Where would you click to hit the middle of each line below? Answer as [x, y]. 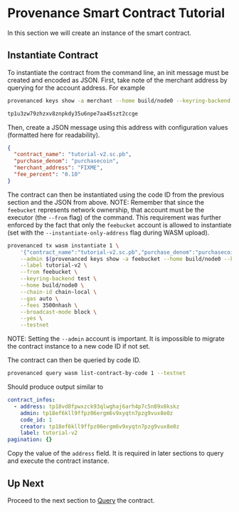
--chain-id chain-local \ [59, 292]
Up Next [26, 483]
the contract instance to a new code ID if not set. [79, 347]
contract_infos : [31, 400]
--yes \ [31, 319]
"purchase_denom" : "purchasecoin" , [67, 161]
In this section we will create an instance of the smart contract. [100, 33]
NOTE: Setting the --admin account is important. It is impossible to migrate [116, 339]
